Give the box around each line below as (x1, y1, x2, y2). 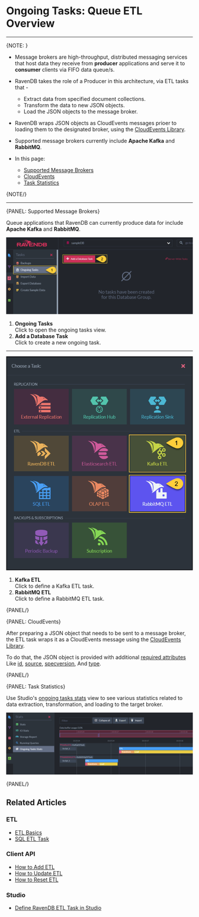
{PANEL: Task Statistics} (6, 683, 66, 690)
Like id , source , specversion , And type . (6, 660, 102, 667)
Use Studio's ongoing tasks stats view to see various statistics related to (6, 694, 183, 701)
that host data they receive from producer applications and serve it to (14, 59, 185, 66)
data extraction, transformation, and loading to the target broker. (6, 701, 163, 708)
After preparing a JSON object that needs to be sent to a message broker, (6, 629, 186, 636)
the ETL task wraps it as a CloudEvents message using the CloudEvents (6, 636, 181, 643)
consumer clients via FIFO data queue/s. (14, 66, 115, 73)
